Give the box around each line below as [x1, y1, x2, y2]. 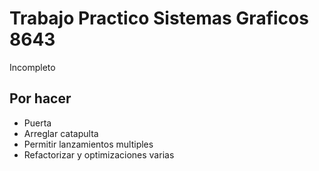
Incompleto [9, 61, 56, 73]
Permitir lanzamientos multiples [23, 138, 154, 150]
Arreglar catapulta [23, 127, 99, 139]
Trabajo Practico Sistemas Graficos [9, 7, 309, 30]
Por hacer [9, 90, 72, 107]
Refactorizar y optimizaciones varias [23, 148, 175, 161]
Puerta [23, 117, 52, 129]
